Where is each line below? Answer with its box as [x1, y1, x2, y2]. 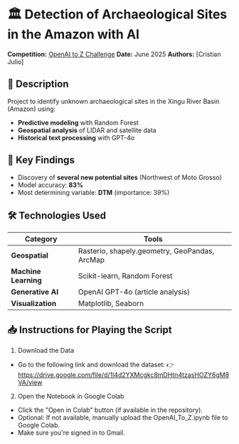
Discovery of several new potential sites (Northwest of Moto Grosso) [17, 173, 222, 181]
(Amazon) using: [7, 105, 56, 113]
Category [24, 234, 58, 244]
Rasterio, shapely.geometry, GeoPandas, [78, 246, 215, 256]
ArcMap [78, 255, 105, 265]
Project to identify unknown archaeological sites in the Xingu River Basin [7, 97, 220, 105]
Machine [11, 267, 41, 277]
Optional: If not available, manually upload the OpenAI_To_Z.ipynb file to [17, 413, 228, 422]
